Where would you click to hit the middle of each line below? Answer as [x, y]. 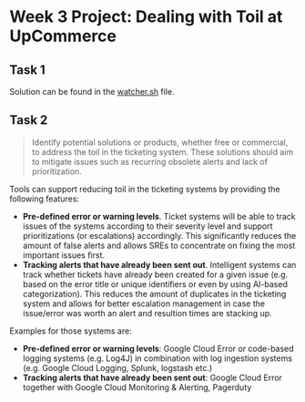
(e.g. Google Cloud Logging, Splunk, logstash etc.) [117, 367]
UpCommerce [63, 36]
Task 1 [27, 70]
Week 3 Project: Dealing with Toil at [146, 17]
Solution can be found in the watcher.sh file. [92, 92]
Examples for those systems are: [71, 331]
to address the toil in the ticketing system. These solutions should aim [163, 151]
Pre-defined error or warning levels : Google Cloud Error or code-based [158, 348]
